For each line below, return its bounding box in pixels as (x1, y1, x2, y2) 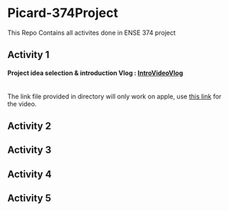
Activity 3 (7, 144, 52, 156)
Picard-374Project (7, 5, 119, 21)
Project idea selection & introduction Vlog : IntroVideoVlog (7, 69, 183, 77)
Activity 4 (7, 168, 52, 180)
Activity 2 (7, 120, 52, 132)
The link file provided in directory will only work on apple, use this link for (7, 92, 222, 101)
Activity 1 (7, 49, 50, 61)
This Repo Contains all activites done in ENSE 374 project (7, 28, 176, 37)
